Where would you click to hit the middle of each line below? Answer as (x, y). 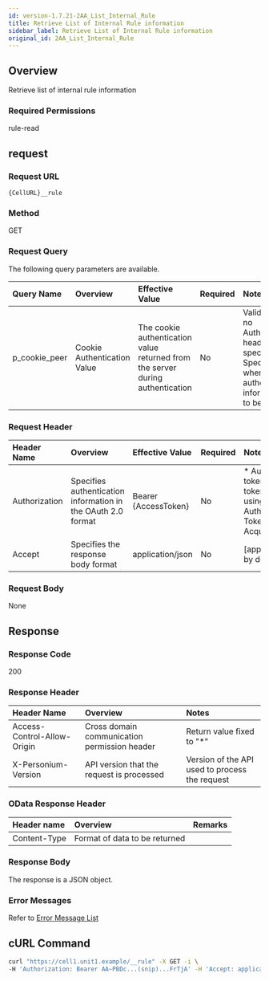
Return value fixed (220, 731)
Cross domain (111, 727)
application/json (163, 554)
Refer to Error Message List (53, 918)
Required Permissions (52, 111)
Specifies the (96, 544)
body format (94, 564)
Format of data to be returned (130, 838)
